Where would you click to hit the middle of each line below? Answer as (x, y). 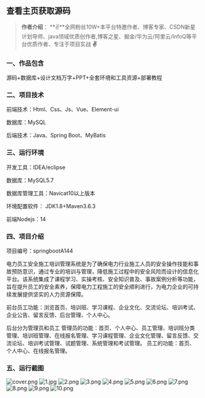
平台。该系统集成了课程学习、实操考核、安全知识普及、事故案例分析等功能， (103, 279)
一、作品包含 (25, 63)
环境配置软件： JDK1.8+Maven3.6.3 (51, 206)
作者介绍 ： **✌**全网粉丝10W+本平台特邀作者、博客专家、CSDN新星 (108, 27)
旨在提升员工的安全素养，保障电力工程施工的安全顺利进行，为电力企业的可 (100, 287)
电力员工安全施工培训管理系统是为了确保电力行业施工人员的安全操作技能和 (100, 264)
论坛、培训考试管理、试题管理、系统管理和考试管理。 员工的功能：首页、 (103, 343)
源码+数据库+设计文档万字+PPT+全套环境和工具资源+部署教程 (85, 78)
